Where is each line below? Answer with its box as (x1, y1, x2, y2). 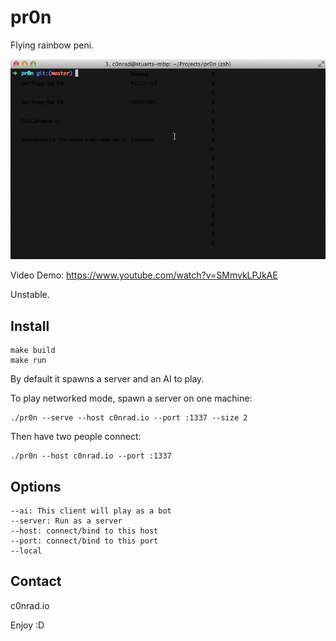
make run (10, 356, 47, 366)
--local (10, 546, 43, 556)
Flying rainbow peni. (10, 39, 95, 51)
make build (10, 346, 56, 356)
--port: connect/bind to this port (10, 536, 159, 546)
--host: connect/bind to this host (10, 526, 159, 536)
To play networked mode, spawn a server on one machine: (10, 392, 253, 405)
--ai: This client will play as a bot (10, 506, 172, 516)
